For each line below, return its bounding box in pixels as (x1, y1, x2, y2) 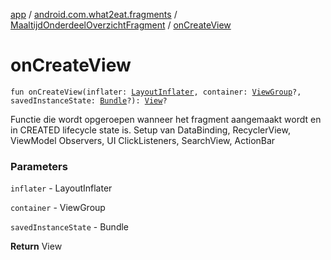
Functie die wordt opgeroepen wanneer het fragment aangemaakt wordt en (10, 113, 322, 125)
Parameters (10, 159, 68, 173)
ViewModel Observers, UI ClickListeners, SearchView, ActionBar (10, 134, 276, 146)
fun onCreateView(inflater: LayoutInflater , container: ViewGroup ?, (10, 87, 302, 97)
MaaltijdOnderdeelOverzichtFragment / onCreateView (10, 19, 232, 31)
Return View (10, 240, 63, 253)
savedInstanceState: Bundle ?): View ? (10, 95, 168, 106)
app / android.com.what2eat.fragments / (10, 9, 178, 20)
